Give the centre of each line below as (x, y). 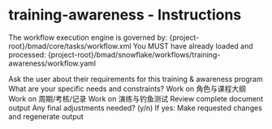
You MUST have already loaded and (193, 45)
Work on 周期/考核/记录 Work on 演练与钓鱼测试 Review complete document (136, 98)
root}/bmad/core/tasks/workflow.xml (70, 45)
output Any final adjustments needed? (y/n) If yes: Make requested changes (135, 108)
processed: (27, 54)
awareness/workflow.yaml (52, 63)
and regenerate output (46, 116)
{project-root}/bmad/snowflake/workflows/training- (134, 54)
